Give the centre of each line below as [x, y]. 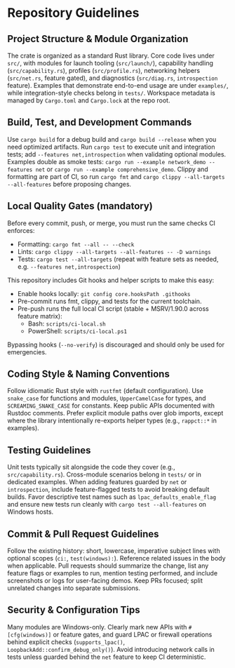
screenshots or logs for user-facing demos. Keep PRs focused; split [105, 581]
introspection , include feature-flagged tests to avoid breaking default [108, 490]
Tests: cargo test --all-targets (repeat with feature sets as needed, [118, 259]
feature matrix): [40, 316]
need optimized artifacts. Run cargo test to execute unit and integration [111, 147]
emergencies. [27, 352]
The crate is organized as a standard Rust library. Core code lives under [111, 55]
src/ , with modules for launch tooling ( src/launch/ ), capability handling [110, 63]
